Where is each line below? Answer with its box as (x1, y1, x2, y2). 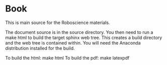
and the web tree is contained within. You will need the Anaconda (5, 39, 141, 45)
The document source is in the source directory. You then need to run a (5, 29, 153, 35)
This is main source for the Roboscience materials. (5, 19, 110, 25)
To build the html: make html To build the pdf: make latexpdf (5, 54, 130, 60)
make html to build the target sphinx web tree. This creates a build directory (5, 34, 162, 40)
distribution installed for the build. (5, 45, 75, 51)
